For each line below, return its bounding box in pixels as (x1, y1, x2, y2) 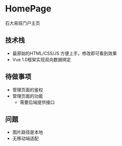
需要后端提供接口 (19, 99, 55, 105)
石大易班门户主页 (5, 20, 40, 26)
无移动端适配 (12, 136, 39, 142)
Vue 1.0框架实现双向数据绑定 (12, 56, 71, 62)
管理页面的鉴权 (12, 87, 43, 93)
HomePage (5, 3, 52, 14)
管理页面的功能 (12, 93, 43, 99)
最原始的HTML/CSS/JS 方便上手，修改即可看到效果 (12, 50, 118, 56)
